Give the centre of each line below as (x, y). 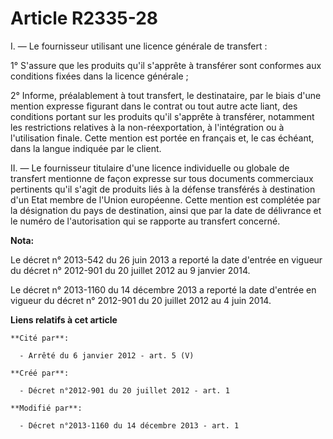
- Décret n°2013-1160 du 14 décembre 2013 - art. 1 (129, 425)
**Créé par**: (40, 373)
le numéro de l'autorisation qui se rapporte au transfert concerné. (145, 221)
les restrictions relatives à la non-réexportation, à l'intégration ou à (147, 127)
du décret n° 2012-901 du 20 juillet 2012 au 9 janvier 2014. (130, 270)
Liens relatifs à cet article (64, 319)
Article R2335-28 (84, 18)
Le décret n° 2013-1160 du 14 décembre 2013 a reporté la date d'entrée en (163, 289)
